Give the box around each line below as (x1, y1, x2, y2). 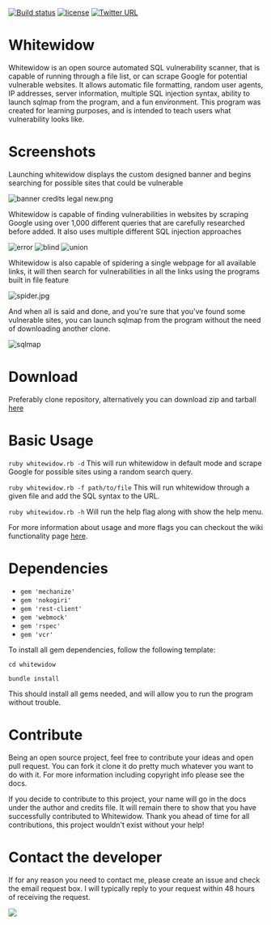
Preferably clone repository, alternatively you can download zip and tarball (8, 394, 257, 404)
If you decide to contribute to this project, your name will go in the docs (8, 794, 247, 804)
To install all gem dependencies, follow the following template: (8, 644, 216, 655)
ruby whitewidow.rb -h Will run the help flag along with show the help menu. (8, 507, 264, 516)
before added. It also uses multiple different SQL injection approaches (8, 227, 242, 236)
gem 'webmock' (19, 613, 68, 622)
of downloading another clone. (8, 324, 111, 333)
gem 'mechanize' (19, 588, 75, 596)
